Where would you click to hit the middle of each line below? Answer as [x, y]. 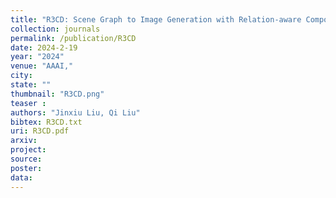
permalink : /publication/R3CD [73, 38]
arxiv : [24, 141]
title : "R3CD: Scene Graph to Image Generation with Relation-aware [156, 19]
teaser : [28, 103]
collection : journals [55, 29]
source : [26, 159]
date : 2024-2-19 [44, 47]
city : [21, 76]
